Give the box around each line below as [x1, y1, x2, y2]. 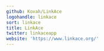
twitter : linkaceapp [6, 30, 57, 36]
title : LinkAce [6, 25, 44, 31]
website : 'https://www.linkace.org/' [6, 36, 99, 42]
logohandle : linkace [6, 14, 57, 20]
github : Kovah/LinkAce [6, 8, 62, 15]
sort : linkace [6, 19, 41, 25]
